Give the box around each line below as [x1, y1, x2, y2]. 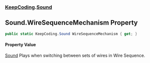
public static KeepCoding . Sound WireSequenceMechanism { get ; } [5, 31, 137, 36]
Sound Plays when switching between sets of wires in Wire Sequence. [5, 52, 145, 58]
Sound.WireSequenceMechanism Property [5, 19, 138, 27]
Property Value [5, 42, 36, 48]
